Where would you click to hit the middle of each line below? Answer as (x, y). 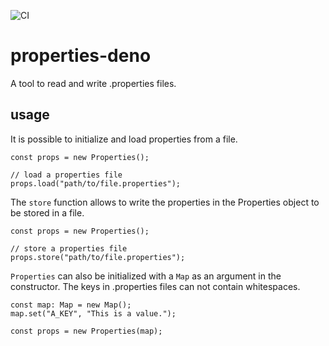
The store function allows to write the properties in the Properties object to (165, 202)
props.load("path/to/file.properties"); (96, 183)
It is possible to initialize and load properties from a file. (124, 139)
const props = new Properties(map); (86, 331)
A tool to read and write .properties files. (93, 83)
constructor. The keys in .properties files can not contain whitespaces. (155, 286)
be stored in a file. (47, 212)
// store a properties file (69, 248)
